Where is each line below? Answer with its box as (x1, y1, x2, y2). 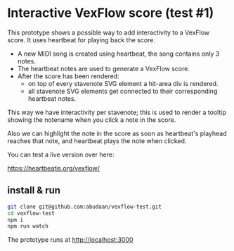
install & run (7, 185, 61, 197)
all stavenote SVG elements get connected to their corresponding (27, 87, 218, 95)
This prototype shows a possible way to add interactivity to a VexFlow (7, 28, 210, 37)
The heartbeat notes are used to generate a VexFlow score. (17, 64, 190, 73)
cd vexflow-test (7, 209, 55, 216)
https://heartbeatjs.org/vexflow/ (7, 164, 100, 172)
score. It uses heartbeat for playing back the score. (7, 35, 156, 44)
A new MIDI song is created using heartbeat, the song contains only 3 (17, 49, 220, 58)
